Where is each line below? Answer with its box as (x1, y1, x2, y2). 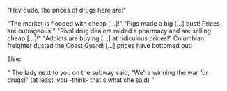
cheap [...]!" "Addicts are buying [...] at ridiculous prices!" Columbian (7, 34, 205, 42)
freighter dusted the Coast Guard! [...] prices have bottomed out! (7, 42, 193, 49)
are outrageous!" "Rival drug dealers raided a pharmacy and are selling (7, 27, 211, 35)
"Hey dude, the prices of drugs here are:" (7, 6, 127, 14)
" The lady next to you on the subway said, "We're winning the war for (7, 69, 209, 76)
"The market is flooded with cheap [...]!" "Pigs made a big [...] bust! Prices (7, 19, 221, 27)
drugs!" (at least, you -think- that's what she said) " (7, 76, 155, 84)
